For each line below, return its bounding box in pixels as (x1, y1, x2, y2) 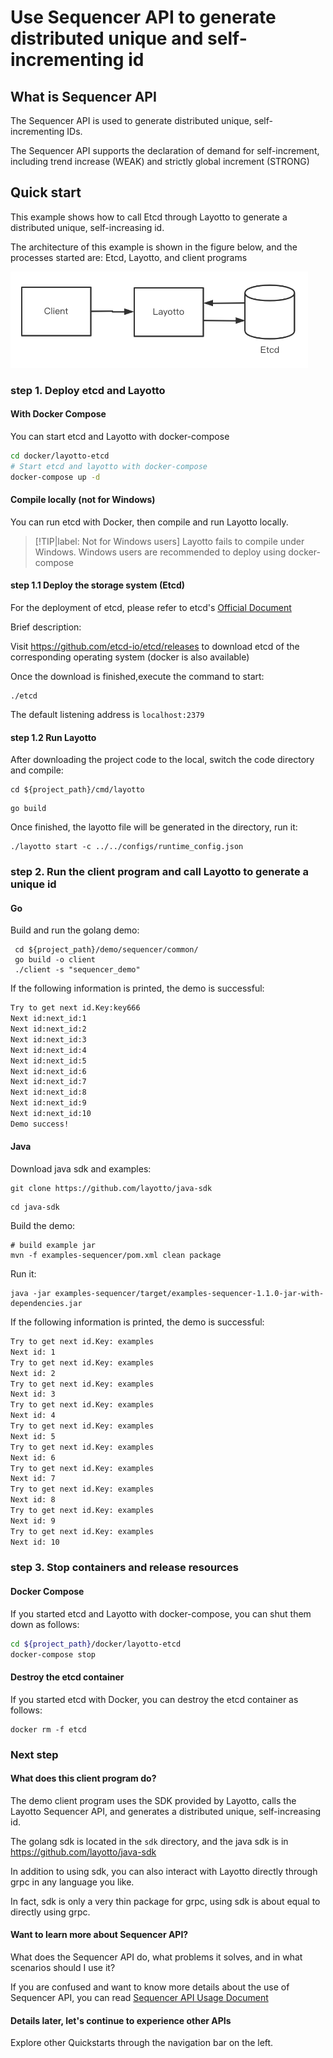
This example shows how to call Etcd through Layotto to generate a (10, 211, 288, 223)
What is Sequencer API (10, 88, 157, 105)
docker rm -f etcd (10, 1724, 87, 1735)
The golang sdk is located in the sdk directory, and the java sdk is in (10, 1835, 289, 1847)
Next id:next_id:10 (10, 1109, 92, 1119)
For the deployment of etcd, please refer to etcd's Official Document (10, 601, 292, 613)
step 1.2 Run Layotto (10, 731, 97, 743)
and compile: (10, 764, 64, 776)
